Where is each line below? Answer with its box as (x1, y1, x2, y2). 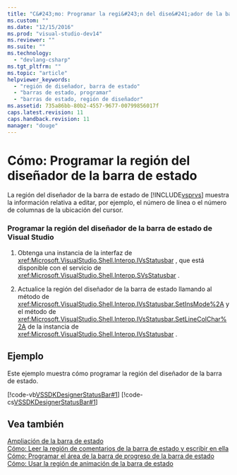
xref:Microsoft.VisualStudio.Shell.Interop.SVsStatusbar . (17, 271, 180, 279)
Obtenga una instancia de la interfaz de (17, 248, 133, 257)
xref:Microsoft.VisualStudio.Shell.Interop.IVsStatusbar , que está (17, 256, 205, 264)
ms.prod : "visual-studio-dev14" (7, 30, 102, 37)
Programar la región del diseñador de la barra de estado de (7, 223, 213, 233)
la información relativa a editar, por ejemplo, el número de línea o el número (7, 199, 227, 207)
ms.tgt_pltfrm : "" (7, 63, 61, 70)
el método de (17, 307, 56, 315)
